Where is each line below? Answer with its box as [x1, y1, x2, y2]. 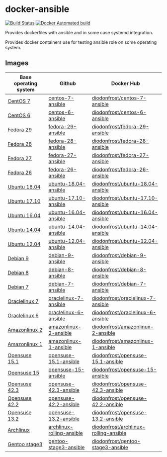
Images [5, 59, 29, 68]
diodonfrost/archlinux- [91, 423, 146, 430]
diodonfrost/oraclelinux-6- [91, 309, 157, 316]
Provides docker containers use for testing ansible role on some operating [5, 39, 157, 45]
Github [59, 80, 76, 87]
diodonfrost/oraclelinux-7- [91, 294, 157, 301]
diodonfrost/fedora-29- [91, 123, 149, 130]
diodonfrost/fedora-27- [91, 152, 149, 159]
